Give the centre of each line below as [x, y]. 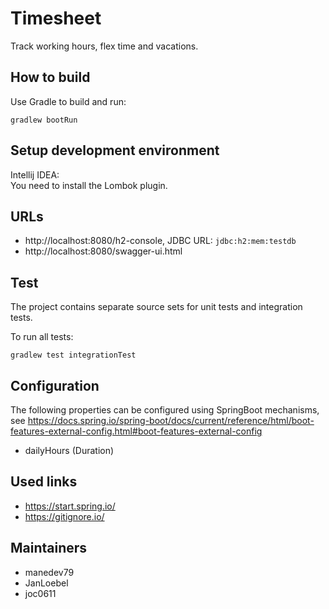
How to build [50, 77]
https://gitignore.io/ [64, 516]
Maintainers [49, 548]
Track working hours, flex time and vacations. [104, 46]
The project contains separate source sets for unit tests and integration [156, 307]
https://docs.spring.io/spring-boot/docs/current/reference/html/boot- [171, 420]
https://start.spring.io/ [70, 506]
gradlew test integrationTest [73, 355]
